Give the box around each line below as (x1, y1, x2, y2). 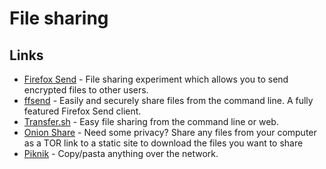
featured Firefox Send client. (23, 105, 142, 117)
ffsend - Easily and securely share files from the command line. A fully (23, 95, 314, 106)
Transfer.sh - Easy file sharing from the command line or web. (23, 116, 279, 127)
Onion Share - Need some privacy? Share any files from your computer (23, 127, 317, 138)
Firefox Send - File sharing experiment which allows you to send (23, 73, 289, 85)
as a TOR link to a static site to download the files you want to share (23, 137, 304, 149)
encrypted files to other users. (23, 84, 149, 96)
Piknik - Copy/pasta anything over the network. (23, 148, 219, 159)
